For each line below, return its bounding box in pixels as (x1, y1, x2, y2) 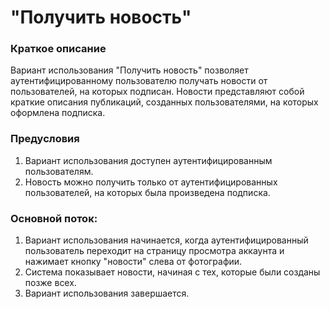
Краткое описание (10, 42, 107, 56)
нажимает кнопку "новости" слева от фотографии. (24, 256, 243, 268)
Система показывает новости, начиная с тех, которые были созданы (24, 266, 321, 278)
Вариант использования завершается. (24, 287, 190, 300)
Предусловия (10, 132, 80, 146)
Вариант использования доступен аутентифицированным (24, 154, 273, 166)
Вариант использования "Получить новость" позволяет (10, 64, 249, 76)
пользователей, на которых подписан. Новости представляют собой (10, 86, 305, 98)
